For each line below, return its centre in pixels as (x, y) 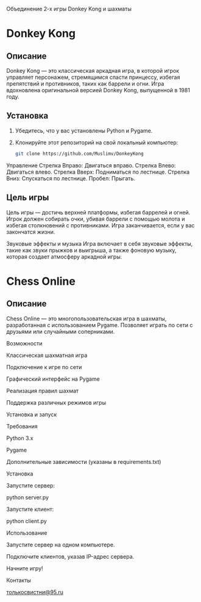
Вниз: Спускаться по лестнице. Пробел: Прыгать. (71, 178)
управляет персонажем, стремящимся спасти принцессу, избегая (93, 77)
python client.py (26, 521)
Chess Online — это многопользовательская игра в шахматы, (86, 318)
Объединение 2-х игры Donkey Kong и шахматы (69, 9)
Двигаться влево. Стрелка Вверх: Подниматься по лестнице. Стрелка (98, 172)
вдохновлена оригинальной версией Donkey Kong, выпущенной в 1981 (98, 90)
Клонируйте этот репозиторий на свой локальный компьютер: (97, 142)
